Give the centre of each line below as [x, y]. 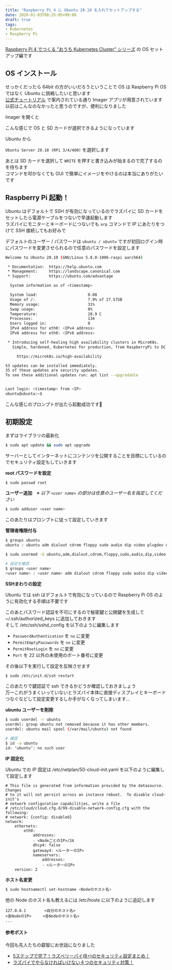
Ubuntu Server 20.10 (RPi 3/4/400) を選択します [57, 150]
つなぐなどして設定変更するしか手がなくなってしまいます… [68, 699]
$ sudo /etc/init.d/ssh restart [40, 676]
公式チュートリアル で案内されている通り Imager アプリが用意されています [84, 99]
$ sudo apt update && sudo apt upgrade [48, 445]
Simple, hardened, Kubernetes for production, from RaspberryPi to [85, 347]
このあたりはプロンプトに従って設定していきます [57, 520]
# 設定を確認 [17, 563]
